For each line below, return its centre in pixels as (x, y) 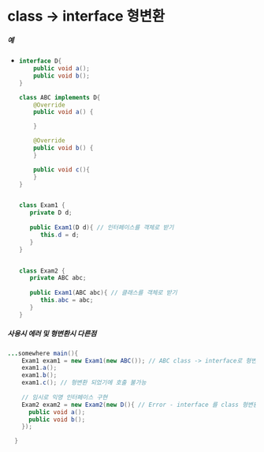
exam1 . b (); (39, 375)
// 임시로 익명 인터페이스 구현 (65, 397)
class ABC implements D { (59, 97)
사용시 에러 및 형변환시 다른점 (52, 333)
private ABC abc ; (58, 278)
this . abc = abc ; (67, 300)
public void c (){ (62, 169)
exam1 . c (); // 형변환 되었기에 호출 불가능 (84, 383)
